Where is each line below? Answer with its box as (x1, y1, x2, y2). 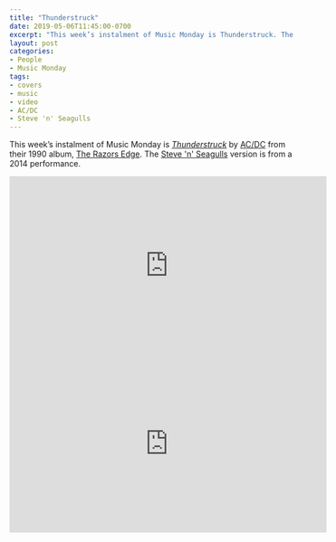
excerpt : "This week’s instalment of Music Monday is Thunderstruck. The (9, 30, 294, 39)
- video (9, 97, 39, 107)
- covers (9, 81, 43, 90)
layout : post (9, 38, 59, 48)
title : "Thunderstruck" (9, 13, 100, 23)
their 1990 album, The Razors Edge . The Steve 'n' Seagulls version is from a (9, 148, 293, 159)
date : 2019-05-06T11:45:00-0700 (9, 22, 131, 31)
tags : (9, 72, 30, 81)
